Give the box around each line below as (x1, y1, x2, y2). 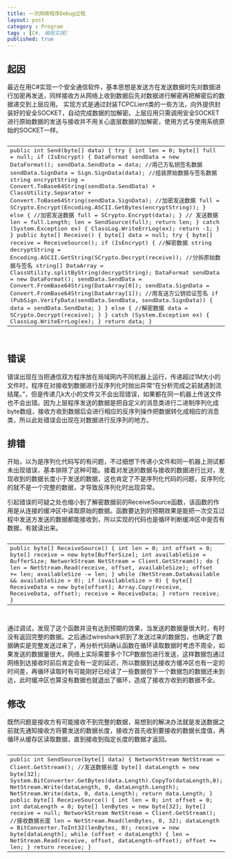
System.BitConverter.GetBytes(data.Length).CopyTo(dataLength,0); (10, 777, 223, 784)
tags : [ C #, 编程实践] (7, 29, 68, 37)
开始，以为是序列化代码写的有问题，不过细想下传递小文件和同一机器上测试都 (7, 457, 225, 466)
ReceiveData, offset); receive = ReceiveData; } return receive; (10, 590, 220, 598)
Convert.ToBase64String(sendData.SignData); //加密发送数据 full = (10, 196, 220, 204)
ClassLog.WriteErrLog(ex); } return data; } (10, 317, 153, 325)
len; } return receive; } (10, 843, 92, 851)
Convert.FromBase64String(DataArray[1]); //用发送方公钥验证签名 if (10, 290, 219, 297)
